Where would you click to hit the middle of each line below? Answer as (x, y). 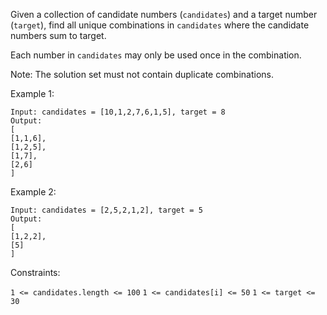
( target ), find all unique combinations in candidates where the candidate (160, 25)
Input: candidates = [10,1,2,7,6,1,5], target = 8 (118, 112)
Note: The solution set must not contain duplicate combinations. (142, 74)
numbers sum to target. (58, 35)
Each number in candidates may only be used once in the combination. (156, 55)
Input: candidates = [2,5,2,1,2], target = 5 (106, 210)
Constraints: (35, 272)
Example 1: (32, 93)
